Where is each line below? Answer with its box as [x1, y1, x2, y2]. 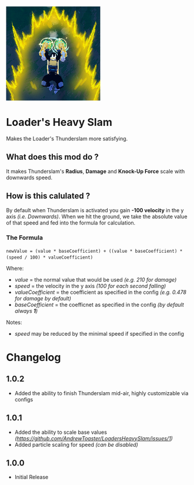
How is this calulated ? [6, 191, 91, 201]
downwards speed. [6, 174, 53, 181]
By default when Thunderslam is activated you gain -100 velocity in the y [6, 206, 184, 213]
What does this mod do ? [6, 152, 99, 162]
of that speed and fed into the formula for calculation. [6, 219, 136, 226]
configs [14, 396, 34, 403]
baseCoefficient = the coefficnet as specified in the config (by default [14, 301, 184, 308]
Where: [6, 265, 24, 272]
